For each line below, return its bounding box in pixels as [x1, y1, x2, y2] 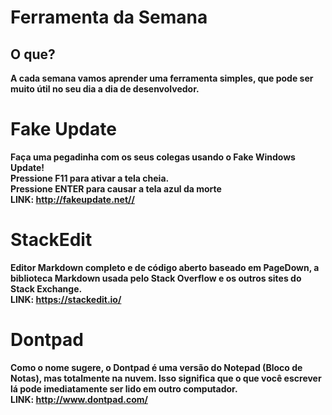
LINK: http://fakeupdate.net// [10, 193, 135, 205]
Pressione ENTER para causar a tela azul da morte [10, 182, 222, 195]
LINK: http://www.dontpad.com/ [10, 393, 148, 405]
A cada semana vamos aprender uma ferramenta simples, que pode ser [10, 72, 314, 84]
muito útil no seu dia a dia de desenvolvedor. [10, 83, 200, 95]
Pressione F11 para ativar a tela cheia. [10, 172, 170, 184]
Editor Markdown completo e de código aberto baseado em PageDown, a [10, 261, 320, 273]
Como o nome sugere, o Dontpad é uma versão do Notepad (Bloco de [10, 361, 303, 373]
